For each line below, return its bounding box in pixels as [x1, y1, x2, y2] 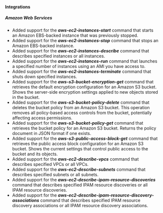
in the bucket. [12, 94, 40, 100]
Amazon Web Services [5, 15, 53, 21]
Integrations [5, 4, 31, 10]
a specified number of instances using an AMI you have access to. [12, 63, 146, 69]
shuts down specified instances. [12, 73, 77, 80]
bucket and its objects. [12, 151, 58, 157]
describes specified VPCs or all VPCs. [12, 161, 89, 167]
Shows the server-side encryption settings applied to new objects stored [12, 89, 158, 95]
